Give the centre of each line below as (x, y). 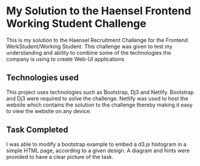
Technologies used (42, 78)
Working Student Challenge (76, 24)
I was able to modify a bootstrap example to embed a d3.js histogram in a (96, 144)
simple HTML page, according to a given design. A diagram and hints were (98, 151)
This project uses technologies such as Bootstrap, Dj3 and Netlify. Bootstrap (100, 92)
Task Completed (37, 130)
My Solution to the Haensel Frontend (99, 11)
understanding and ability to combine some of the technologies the (89, 52)
